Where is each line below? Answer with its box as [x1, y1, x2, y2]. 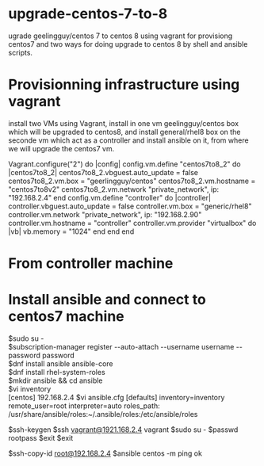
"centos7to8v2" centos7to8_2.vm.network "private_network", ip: [8, 184, 220, 194]
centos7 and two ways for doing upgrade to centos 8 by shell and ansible [8, 39, 248, 48]
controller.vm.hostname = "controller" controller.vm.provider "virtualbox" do [8, 218, 257, 227]
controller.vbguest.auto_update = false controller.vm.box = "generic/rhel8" [8, 201, 252, 211]
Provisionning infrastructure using [8, 76, 240, 94]
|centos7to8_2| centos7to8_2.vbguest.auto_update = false [8, 167, 198, 177]
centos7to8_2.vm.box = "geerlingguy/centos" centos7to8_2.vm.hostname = [8, 176, 256, 185]
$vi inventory [8, 384, 52, 393]
